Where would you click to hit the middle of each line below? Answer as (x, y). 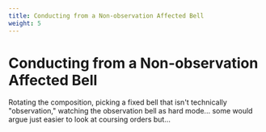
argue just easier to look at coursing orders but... (90, 120)
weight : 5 (25, 23)
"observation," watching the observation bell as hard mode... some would (131, 111)
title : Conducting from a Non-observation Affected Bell (106, 16)
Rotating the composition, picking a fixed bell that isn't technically (118, 102)
